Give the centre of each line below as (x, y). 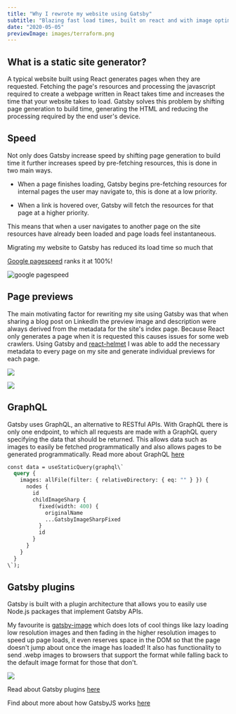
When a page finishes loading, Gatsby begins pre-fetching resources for (122, 184)
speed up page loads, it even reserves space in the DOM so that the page (114, 640)
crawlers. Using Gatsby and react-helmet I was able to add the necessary (113, 344)
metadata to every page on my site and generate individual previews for (111, 351)
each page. (24, 358)
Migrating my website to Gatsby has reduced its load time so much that (110, 247)
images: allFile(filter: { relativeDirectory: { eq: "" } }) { (114, 480)
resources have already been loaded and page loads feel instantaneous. (112, 234)
